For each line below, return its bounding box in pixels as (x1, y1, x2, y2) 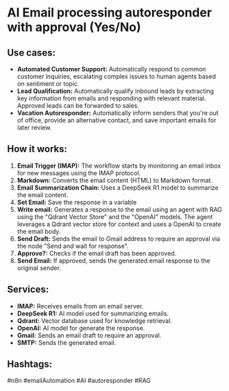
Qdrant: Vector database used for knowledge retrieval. (16, 316, 173, 324)
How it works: (7, 143, 67, 155)
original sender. (16, 263, 62, 272)
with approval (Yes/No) (7, 19, 141, 35)
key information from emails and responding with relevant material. (16, 94, 206, 102)
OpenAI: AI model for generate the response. (16, 324, 145, 332)
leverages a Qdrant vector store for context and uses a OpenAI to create (16, 220, 221, 228)
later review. (16, 124, 52, 131)
